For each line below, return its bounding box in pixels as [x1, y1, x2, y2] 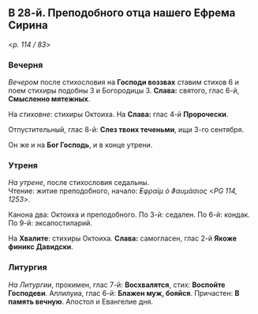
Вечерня [8, 59, 43, 70]
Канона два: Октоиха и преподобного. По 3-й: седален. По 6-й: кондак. [8, 210, 250, 220]
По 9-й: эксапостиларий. [8, 218, 93, 228]
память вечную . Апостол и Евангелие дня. [8, 297, 154, 306]
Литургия [8, 262, 47, 273]
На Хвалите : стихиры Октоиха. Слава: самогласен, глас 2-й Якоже [8, 233, 237, 244]
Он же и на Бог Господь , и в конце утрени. [8, 140, 153, 149]
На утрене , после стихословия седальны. [8, 178, 150, 187]
